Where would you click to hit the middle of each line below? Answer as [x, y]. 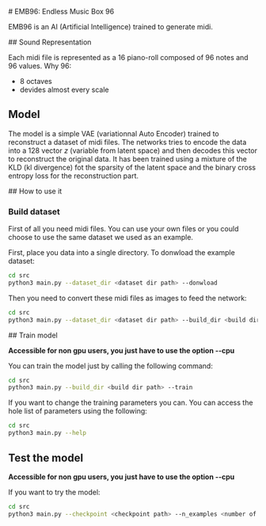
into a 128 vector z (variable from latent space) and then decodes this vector [133, 151]
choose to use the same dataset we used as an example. [101, 238]
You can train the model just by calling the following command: [111, 366]
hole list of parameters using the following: [78, 411]
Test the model [46, 457]
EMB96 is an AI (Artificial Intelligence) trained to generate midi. [111, 27]
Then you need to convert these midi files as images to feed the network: [127, 298]
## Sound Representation [50, 42]
